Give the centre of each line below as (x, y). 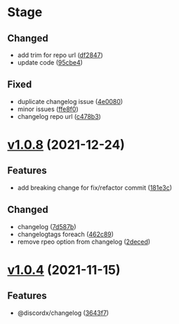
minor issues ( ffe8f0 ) (48, 109)
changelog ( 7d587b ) (47, 226)
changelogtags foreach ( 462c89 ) (66, 234)
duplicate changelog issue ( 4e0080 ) (70, 101)
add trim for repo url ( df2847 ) (60, 55)
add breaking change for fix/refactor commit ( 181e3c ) (95, 188)
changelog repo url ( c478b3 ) (59, 116)
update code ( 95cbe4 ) (50, 63)
